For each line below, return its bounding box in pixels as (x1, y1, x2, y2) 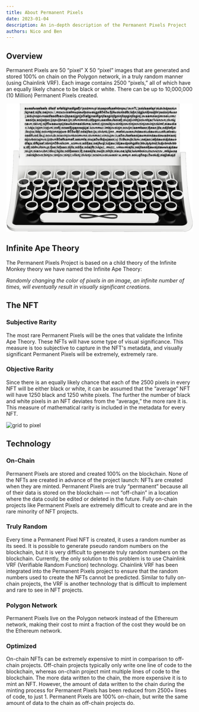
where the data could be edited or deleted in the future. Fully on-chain (6, 495, 178, 502)
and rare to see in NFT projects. (6, 586, 84, 594)
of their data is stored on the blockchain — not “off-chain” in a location (6, 489, 179, 496)
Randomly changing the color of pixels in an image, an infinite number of (6, 277, 185, 284)
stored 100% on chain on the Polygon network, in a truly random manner (6, 73, 184, 80)
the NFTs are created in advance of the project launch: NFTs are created (6, 476, 183, 483)
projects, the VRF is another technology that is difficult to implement (20, 580, 187, 587)
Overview (6, 51, 43, 61)
